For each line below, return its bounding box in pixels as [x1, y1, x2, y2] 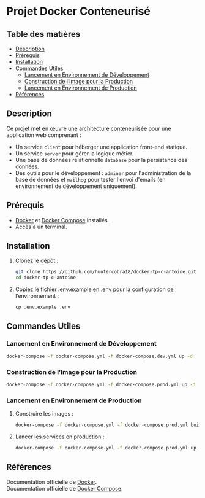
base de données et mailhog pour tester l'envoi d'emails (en [15, 176, 166, 183]
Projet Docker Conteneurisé [6, 4, 151, 18]
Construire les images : [15, 410, 74, 418]
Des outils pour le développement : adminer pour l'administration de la [15, 169, 192, 176]
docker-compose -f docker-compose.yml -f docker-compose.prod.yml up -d [6, 382, 196, 388]
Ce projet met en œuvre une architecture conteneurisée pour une [6, 125, 171, 132]
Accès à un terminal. [15, 223, 67, 230]
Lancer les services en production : [15, 433, 105, 440]
